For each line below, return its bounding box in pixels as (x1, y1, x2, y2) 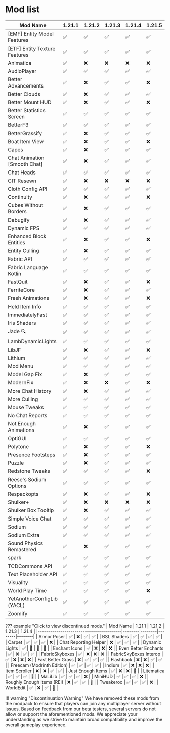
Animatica (8, 59, 32, 66)
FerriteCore (8, 286, 35, 293)
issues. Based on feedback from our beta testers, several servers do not (5, 706, 156, 712)
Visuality (8, 579, 29, 586)
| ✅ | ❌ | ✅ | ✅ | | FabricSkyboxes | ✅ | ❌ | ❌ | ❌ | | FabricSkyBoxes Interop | (5, 651, 163, 657)
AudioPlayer (8, 67, 37, 74)
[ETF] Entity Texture (8, 45, 56, 52)
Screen (8, 113, 25, 120)
